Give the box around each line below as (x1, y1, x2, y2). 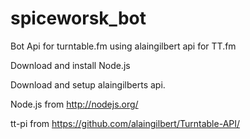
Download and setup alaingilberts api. (10, 78, 166, 91)
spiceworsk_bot (10, 7, 147, 30)
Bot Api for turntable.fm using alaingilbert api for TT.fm (10, 40, 237, 52)
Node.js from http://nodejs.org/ (10, 98, 139, 110)
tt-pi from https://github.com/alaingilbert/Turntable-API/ (10, 117, 241, 129)
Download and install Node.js (10, 59, 131, 71)
